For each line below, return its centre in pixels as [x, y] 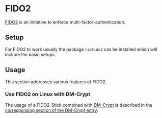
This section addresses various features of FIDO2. [56, 82]
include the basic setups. [30, 54]
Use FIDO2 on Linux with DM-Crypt [48, 94]
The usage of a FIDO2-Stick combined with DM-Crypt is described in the [79, 105]
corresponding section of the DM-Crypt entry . [52, 110]
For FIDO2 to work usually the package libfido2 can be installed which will [81, 49]
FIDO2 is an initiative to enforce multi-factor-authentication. [65, 22]
